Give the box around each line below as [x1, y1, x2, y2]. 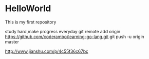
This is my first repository [5, 19, 56, 25]
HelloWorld [5, 3, 51, 14]
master [5, 39, 19, 44]
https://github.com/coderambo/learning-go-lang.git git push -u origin [5, 34, 145, 39]
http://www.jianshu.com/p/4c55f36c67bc [5, 48, 89, 54]
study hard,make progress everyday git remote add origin [5, 28, 121, 34]
